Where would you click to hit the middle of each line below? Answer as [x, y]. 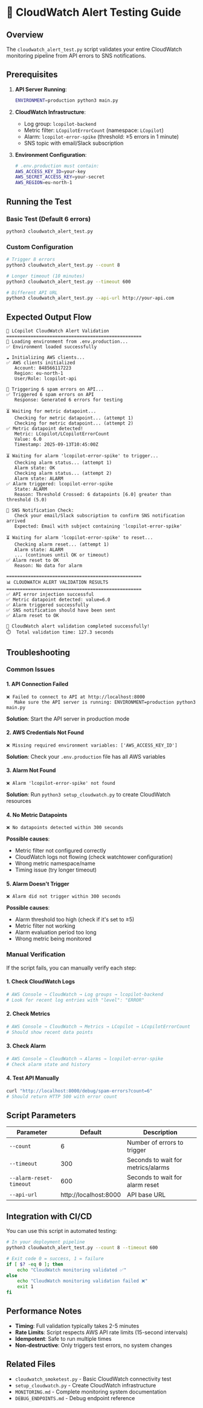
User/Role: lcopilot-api [46, 379]
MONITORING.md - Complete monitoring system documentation [91, 1392]
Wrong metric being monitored [53, 939]
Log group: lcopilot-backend [60, 124]
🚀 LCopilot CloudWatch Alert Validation [58, 331]
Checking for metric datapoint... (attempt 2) [74, 423]
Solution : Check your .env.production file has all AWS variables [86, 756]
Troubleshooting [38, 653]
